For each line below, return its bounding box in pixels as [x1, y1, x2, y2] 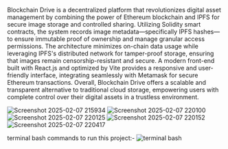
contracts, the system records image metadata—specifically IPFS [7, 27, 192, 36]
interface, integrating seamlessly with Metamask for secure [30, 71, 198, 79]
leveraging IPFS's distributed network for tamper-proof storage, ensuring [7, 49, 214, 57]
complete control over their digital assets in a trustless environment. [7, 93, 199, 101]
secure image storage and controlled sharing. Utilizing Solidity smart [7, 21, 201, 28]
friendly [7, 71, 30, 79]
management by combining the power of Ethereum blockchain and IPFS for [7, 13, 220, 21]
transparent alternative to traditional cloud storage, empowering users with [7, 85, 219, 94]
